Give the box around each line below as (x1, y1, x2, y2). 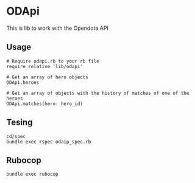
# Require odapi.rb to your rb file (6, 58, 99, 64)
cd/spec (6, 133, 26, 139)
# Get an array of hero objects (6, 74, 88, 80)
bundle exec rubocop (6, 171, 59, 178)
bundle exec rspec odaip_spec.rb (6, 139, 91, 145)
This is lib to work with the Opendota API (6, 24, 108, 32)
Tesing (6, 117, 33, 128)
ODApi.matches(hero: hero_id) (6, 100, 83, 107)
